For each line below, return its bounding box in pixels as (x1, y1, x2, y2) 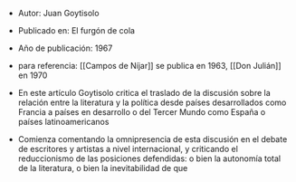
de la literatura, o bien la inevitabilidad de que (17, 163, 188, 173)
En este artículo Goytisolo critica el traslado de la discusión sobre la (17, 88, 272, 98)
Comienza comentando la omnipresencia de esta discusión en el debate (17, 134, 288, 144)
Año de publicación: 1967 (17, 43, 113, 53)
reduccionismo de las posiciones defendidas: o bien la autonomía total (17, 153, 282, 164)
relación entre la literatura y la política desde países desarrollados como (17, 97, 287, 108)
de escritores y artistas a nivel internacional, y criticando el (17, 144, 238, 154)
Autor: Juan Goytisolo (17, 8, 100, 18)
